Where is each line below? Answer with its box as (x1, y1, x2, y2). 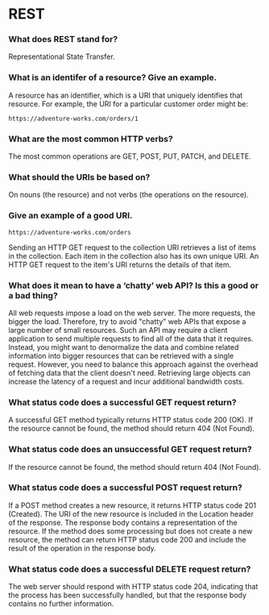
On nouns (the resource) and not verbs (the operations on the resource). (8, 190, 250, 200)
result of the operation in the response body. (8, 543, 157, 553)
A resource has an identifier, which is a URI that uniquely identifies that (8, 90, 243, 100)
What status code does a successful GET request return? (8, 397, 237, 408)
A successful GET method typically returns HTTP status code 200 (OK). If (8, 415, 254, 425)
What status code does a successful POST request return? (8, 482, 243, 493)
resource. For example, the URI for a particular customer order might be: (8, 98, 248, 109)
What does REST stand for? (8, 34, 118, 45)
